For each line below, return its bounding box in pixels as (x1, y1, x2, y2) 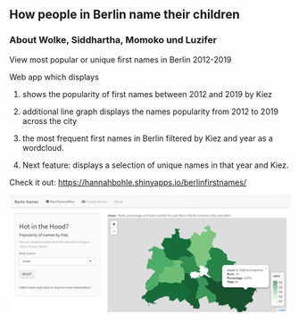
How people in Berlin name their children (9, 7, 240, 22)
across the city (21, 115, 78, 126)
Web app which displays (9, 71, 100, 82)
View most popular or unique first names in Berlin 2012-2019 (9, 54, 232, 65)
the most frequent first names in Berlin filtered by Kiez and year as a (21, 133, 274, 144)
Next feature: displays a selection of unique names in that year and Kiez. (21, 160, 289, 170)
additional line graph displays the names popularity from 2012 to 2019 (21, 106, 279, 117)
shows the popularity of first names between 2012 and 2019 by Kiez (21, 88, 272, 99)
